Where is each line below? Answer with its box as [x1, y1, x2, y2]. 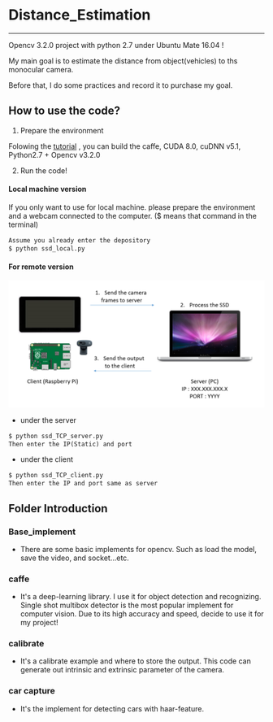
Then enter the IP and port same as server [8, 480, 158, 488]
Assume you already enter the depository [8, 236, 151, 245]
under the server [19, 415, 77, 425]
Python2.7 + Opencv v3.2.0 [8, 150, 101, 159]
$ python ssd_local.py [8, 244, 85, 253]
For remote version [8, 262, 75, 272]
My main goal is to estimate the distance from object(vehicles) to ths [8, 55, 238, 66]
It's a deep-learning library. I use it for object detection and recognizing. [19, 592, 262, 602]
